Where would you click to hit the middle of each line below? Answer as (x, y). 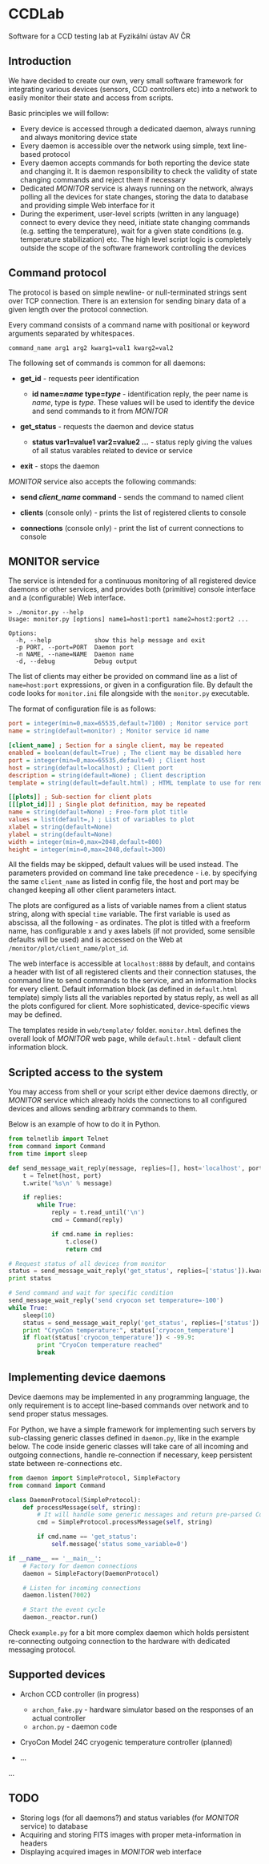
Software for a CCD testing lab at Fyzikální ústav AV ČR (99, 36)
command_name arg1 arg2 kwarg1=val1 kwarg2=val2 (91, 348)
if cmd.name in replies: (92, 1234)
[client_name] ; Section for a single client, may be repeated (116, 745)
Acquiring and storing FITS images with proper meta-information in (130, 1834)
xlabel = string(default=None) (60, 827)
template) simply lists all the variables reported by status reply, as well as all (133, 998)
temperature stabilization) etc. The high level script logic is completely (136, 239)
